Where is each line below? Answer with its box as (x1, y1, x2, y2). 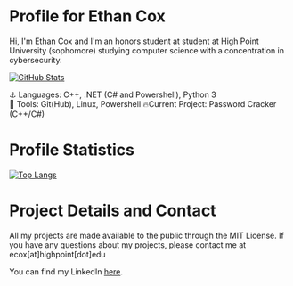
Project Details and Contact (9, 200, 216, 221)
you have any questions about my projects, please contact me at (9, 239, 247, 250)
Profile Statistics (9, 140, 135, 160)
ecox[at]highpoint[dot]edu (9, 249, 106, 259)
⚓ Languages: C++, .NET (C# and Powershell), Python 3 (9, 89, 216, 100)
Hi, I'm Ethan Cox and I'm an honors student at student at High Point (9, 36, 260, 46)
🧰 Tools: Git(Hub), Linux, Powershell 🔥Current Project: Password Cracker (9, 98, 277, 109)
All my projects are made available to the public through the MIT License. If (9, 230, 285, 241)
